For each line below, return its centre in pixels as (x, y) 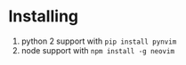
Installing (44, 16)
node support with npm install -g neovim (98, 50)
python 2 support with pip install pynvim (99, 41)
